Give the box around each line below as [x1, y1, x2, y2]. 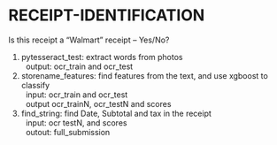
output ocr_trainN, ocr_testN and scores [25, 98, 172, 109]
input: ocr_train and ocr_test [25, 89, 128, 100]
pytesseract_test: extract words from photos [20, 51, 183, 62]
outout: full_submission [25, 126, 111, 137]
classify [20, 80, 50, 90]
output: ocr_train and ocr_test [25, 61, 134, 72]
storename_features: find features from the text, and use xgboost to [20, 70, 269, 80]
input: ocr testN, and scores [25, 117, 127, 128]
